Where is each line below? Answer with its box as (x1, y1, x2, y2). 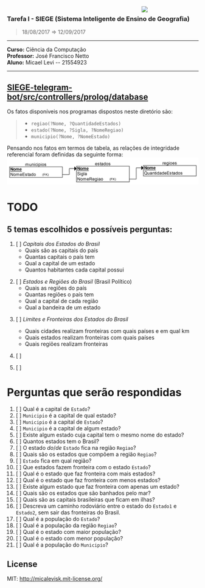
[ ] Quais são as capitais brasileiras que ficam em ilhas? (15, 496, 155, 503)
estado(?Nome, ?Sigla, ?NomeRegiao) (30, 127, 124, 133)
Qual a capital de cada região (24, 298, 99, 305)
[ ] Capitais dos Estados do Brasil (15, 240, 100, 248)
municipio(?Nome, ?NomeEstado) (30, 134, 111, 140)
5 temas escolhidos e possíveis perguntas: (7, 225, 173, 235)
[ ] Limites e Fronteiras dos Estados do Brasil (15, 316, 128, 323)
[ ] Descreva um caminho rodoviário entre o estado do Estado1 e (15, 502, 177, 510)
